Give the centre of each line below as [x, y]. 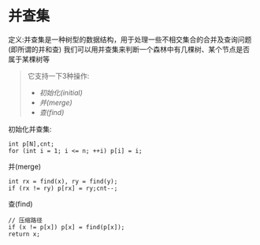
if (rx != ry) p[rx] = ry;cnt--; [63, 188]
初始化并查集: [30, 129]
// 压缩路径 [26, 220]
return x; [24, 234]
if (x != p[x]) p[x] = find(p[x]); [67, 227]
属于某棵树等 [29, 59]
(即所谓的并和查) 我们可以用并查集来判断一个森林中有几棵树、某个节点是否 [129, 49]
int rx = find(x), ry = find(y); [63, 181]
